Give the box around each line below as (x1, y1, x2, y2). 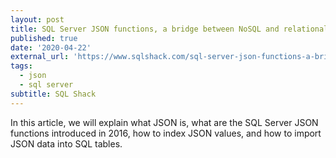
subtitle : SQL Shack (10, 89, 97, 99)
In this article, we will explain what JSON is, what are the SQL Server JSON (10, 116, 319, 128)
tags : (10, 61, 33, 71)
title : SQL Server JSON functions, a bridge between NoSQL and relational (10, 24, 329, 34)
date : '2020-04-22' (10, 42, 92, 53)
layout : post (10, 14, 65, 25)
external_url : (10, 52, 70, 62)
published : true (10, 33, 78, 43)
